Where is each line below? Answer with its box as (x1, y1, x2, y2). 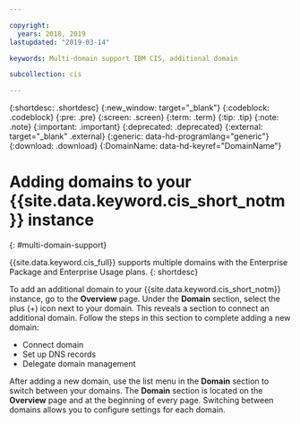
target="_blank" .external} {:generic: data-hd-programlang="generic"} (9, 131, 270, 142)
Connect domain (21, 340, 84, 350)
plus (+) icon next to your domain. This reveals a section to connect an (9, 303, 270, 314)
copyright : (9, 21, 50, 30)
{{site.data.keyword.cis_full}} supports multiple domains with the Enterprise (9, 257, 288, 268)
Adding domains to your (9, 172, 193, 193)
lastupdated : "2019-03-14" (9, 38, 110, 47)
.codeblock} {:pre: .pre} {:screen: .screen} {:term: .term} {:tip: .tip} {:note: (9, 112, 279, 123)
